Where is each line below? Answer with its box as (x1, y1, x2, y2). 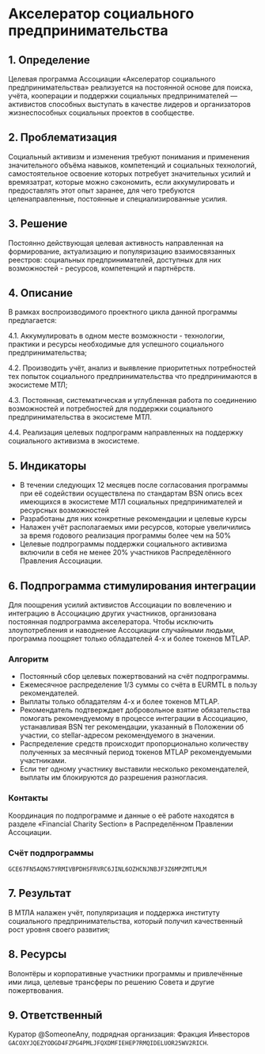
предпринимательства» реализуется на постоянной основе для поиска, (8, 82, 253, 92)
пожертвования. (8, 985, 64, 995)
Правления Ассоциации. (19, 556, 103, 565)
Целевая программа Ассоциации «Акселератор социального (8, 75, 216, 83)
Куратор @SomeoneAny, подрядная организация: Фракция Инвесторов (8, 1029, 251, 1039)
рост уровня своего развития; (8, 925, 111, 934)
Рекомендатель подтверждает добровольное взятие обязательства (19, 705, 251, 715)
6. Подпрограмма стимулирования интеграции (8, 579, 256, 592)
